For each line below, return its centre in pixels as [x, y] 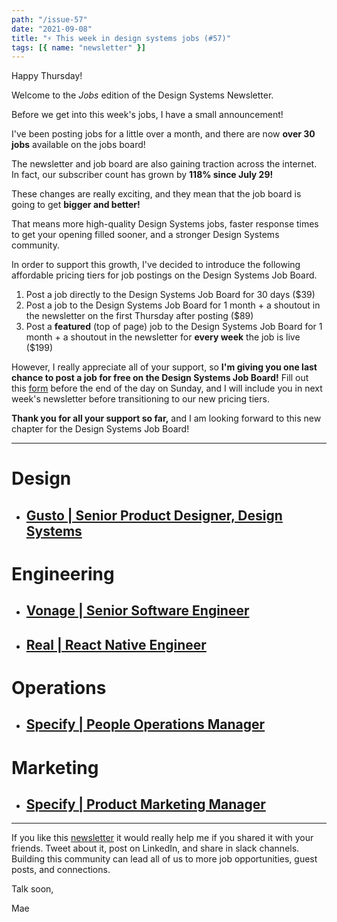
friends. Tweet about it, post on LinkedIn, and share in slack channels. [155, 848]
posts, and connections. [61, 870]
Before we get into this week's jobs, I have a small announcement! [147, 115]
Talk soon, [32, 889]
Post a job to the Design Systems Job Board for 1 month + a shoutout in [173, 305]
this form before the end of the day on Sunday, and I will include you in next [167, 388]
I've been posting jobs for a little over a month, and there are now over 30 [163, 134]
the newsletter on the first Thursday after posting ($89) [139, 316]
